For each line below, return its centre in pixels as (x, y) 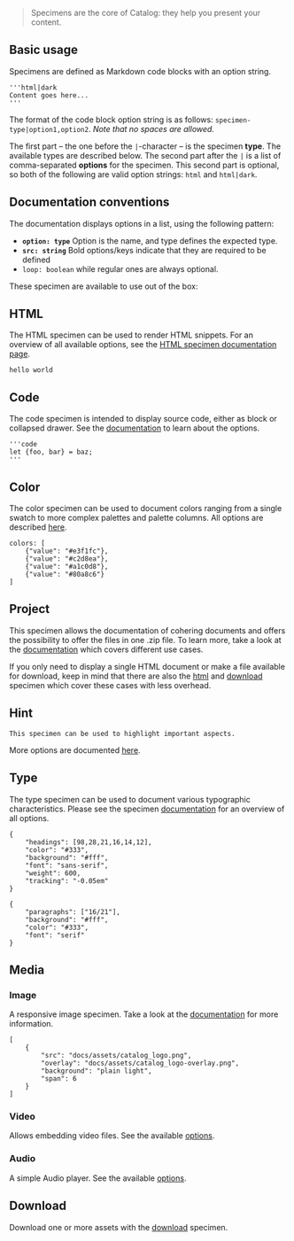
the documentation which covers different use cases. (106, 649)
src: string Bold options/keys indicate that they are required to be (144, 250)
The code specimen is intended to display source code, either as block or (143, 419)
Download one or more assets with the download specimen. (119, 1227)
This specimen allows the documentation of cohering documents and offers (147, 630)
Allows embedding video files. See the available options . (112, 1136)
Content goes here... (49, 95)
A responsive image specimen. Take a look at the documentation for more (144, 1014)
